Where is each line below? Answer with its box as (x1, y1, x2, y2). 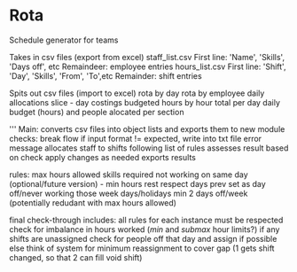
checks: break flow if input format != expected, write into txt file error (9, 133, 262, 144)
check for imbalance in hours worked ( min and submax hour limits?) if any (9, 223, 280, 235)
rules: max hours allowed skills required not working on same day (9, 169, 248, 180)
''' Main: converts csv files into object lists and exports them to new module (9, 123, 285, 134)
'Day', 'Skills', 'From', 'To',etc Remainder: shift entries (9, 70, 202, 81)
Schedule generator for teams (9, 35, 119, 45)
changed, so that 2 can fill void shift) (9, 252, 143, 262)
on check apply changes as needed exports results (9, 152, 197, 162)
